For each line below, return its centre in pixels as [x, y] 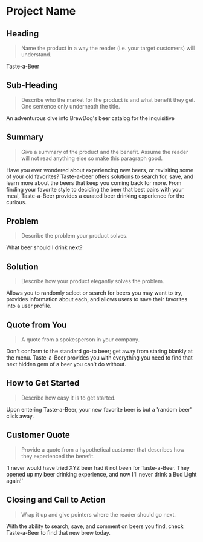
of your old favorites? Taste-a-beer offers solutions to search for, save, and [100, 176]
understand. [36, 55]
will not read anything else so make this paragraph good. [92, 158]
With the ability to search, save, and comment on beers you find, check [95, 526]
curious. [17, 202]
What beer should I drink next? [44, 247]
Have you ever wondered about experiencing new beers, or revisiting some [100, 170]
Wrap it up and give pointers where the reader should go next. [98, 514]
